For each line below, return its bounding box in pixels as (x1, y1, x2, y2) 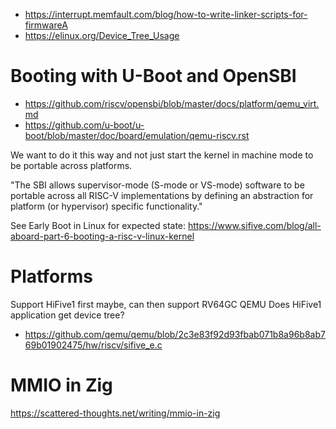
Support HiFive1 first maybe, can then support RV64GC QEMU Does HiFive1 (10, 298, 322, 310)
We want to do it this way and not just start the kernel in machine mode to (10, 149, 314, 161)
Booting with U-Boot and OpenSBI (10, 65, 297, 88)
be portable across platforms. (10, 159, 133, 171)
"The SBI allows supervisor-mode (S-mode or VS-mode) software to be (10, 179, 305, 191)
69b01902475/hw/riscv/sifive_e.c (24, 339, 163, 351)
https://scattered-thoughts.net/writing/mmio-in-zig (10, 407, 221, 419)
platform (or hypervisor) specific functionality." (10, 200, 203, 212)
